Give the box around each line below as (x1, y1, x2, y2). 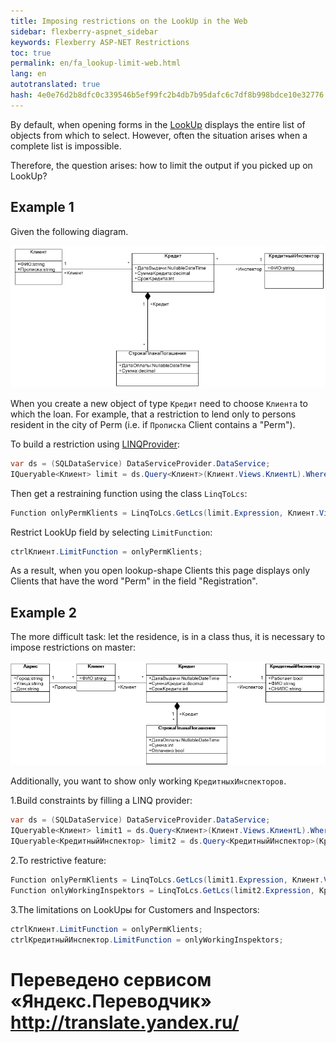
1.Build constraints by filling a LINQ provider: (10, 795, 193, 807)
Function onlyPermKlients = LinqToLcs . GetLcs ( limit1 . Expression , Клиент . (10, 875, 325, 885)
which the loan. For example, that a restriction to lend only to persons (10, 408, 297, 420)
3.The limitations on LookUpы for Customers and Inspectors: (10, 903, 260, 915)
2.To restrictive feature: (10, 854, 107, 866)
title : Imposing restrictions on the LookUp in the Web (10, 16, 248, 26)
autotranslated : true (10, 80, 101, 90)
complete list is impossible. (10, 140, 122, 152)
